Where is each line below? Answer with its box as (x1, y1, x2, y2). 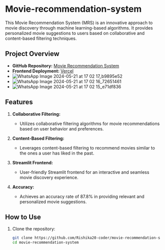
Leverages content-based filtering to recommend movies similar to (19, 145, 155, 151)
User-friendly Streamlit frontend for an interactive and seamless (19, 169, 149, 175)
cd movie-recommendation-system (12, 240, 79, 245)
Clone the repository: (12, 226, 56, 232)
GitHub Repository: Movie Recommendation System (12, 62, 120, 68)
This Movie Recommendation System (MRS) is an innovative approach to (5, 20, 153, 26)
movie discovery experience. (19, 174, 79, 180)
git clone (12, 235, 33, 241)
